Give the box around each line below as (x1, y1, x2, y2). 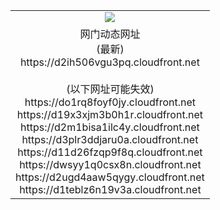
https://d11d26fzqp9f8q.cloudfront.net (17, 145, 203, 159)
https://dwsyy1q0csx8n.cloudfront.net (19, 157, 202, 171)
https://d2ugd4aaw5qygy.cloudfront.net (15, 170, 205, 184)
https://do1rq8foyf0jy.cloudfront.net (24, 95, 197, 109)
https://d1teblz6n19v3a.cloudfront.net (19, 182, 202, 196)
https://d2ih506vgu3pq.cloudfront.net (19, 55, 200, 69)
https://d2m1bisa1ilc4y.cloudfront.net (20, 120, 200, 134)
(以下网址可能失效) (66, 82, 155, 96)
